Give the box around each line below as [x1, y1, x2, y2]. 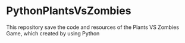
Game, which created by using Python [6, 29, 100, 37]
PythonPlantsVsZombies [6, 4, 131, 18]
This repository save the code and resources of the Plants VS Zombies [6, 24, 180, 31]
